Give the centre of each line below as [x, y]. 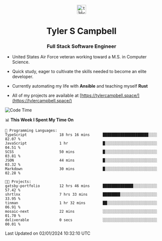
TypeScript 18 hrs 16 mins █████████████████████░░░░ [81, 135]
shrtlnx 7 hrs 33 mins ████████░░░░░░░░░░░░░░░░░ [81, 195]
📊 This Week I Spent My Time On [39, 120]
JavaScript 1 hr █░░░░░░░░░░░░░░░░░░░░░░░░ [81, 144]
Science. [21, 62]
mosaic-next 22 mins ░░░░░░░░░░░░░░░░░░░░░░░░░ [81, 212]
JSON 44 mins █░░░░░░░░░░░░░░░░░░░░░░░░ [81, 161]
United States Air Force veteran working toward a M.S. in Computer [79, 57]
